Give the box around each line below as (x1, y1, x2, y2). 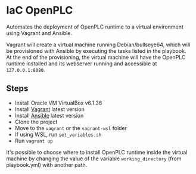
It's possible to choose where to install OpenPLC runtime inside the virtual (6, 148, 188, 156)
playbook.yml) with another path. (6, 161, 88, 168)
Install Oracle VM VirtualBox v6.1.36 (14, 99, 102, 106)
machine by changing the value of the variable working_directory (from (6, 155, 182, 162)
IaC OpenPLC (6, 4, 73, 17)
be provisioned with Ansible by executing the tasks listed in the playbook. (6, 47, 186, 54)
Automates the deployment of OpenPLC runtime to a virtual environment (6, 23, 183, 30)
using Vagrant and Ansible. (6, 29, 73, 36)
